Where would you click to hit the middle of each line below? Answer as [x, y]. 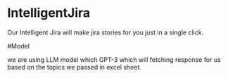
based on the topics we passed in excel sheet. [75, 67]
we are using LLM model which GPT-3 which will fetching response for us [114, 59]
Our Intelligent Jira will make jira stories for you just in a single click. [106, 32]
